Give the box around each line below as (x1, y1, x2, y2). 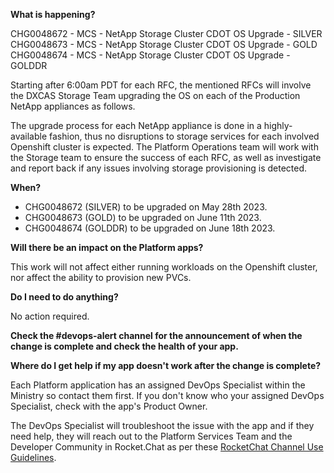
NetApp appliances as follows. (10, 100, 136, 112)
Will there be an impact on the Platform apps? (10, 242, 204, 253)
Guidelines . (10, 452, 57, 463)
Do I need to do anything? (10, 291, 119, 303)
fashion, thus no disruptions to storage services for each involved (49, 130, 320, 142)
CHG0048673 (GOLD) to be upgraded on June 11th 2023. (24, 212, 262, 223)
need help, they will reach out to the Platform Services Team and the (10, 430, 293, 442)
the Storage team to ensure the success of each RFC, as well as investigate (10, 152, 322, 163)
